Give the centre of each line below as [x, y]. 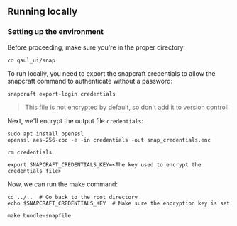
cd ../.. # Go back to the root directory [73, 197]
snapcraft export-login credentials [61, 94]
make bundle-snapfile [39, 215]
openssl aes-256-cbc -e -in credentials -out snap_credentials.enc [109, 140]
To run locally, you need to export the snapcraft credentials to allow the [111, 73]
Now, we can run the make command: [63, 184]
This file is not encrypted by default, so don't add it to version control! [127, 107]
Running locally [43, 12]
